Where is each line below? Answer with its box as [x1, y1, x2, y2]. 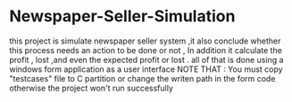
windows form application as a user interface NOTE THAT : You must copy [9, 64, 283, 75]
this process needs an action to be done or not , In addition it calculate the [9, 44, 283, 55]
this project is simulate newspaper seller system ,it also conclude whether [9, 35, 281, 46]
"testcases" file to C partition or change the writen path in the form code [9, 73, 276, 83]
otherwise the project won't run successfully [9, 82, 174, 93]
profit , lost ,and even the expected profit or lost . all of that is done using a [9, 54, 284, 65]
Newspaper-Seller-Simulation [9, 6, 236, 27]
